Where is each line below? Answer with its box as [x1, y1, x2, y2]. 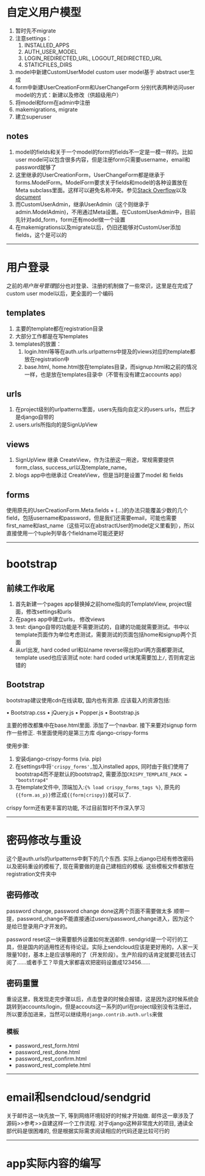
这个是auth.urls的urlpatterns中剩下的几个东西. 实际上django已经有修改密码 [6, 855, 194, 862]
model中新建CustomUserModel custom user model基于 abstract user [15, 68, 190, 75]
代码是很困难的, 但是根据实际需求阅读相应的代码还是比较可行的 [11, 1127, 170, 1134]
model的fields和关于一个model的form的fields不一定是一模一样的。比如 [15, 148, 193, 155]
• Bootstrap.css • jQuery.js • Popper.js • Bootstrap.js [6, 709, 140, 716]
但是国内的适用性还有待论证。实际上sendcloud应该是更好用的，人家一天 [16, 943, 199, 950]
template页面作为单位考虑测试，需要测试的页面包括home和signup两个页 [15, 631, 197, 638]
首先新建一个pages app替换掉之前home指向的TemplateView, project [15, 600, 187, 608]
